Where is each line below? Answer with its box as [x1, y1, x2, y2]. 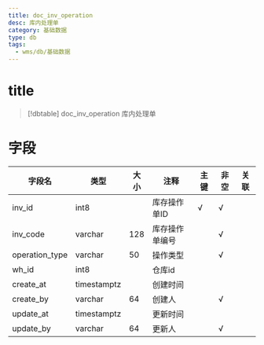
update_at [12, 308, 49, 319]
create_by [12, 293, 49, 304]
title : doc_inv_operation [8, 11, 93, 20]
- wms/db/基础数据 [15, 48, 71, 56]
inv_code [12, 229, 45, 240]
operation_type [12, 249, 68, 260]
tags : [8, 41, 26, 49]
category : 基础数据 [8, 26, 68, 34]
